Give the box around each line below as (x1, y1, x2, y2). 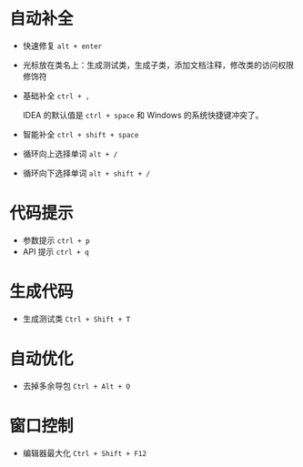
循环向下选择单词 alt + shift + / (22, 168, 151, 178)
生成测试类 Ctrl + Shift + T (22, 313, 131, 324)
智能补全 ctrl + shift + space (22, 128, 139, 139)
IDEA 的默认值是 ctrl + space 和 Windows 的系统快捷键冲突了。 (22, 109, 264, 120)
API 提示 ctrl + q (22, 246, 89, 257)
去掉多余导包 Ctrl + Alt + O (22, 380, 130, 391)
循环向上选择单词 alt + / (22, 147, 118, 159)
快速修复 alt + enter (22, 40, 103, 51)
